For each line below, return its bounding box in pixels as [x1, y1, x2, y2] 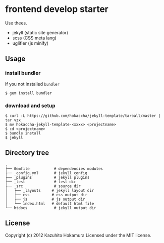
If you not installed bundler [5, 81, 60, 87]
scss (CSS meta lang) [12, 35, 57, 41]
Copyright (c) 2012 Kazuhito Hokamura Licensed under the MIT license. [5, 232, 152, 238]
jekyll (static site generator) [12, 29, 68, 35]
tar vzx [5, 118, 21, 122]
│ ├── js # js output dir [5, 197, 85, 202]
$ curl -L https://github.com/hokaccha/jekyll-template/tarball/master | [5, 113, 161, 118]
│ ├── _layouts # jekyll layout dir [5, 188, 94, 193]
